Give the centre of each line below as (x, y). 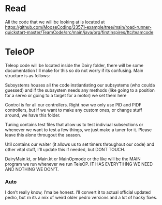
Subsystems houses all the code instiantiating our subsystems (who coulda (80, 85)
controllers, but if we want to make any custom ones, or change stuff (74, 110)
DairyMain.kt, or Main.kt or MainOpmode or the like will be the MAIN (73, 159)
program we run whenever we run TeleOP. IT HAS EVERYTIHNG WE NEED (79, 164)
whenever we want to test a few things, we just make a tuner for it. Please (79, 130)
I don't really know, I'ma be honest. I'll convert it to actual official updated (78, 192)
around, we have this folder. (33, 115)
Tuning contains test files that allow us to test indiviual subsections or (74, 124)
